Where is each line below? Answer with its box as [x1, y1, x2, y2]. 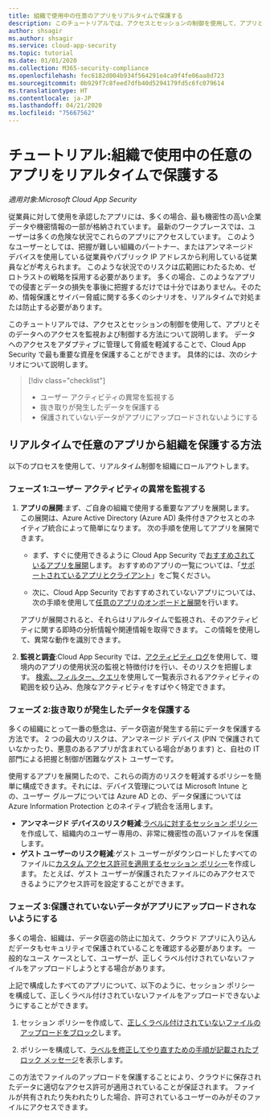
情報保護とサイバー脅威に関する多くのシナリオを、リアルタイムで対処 [22, 291, 255, 302]
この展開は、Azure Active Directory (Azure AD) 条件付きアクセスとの [19, 513, 248, 523]
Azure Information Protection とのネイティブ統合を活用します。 [8, 802, 218, 811]
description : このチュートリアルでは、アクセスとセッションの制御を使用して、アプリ [8, 19, 258, 27]
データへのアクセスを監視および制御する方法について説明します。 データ [14, 329, 256, 339]
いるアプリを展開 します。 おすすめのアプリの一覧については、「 [31, 560, 241, 570]
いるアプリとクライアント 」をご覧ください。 [67, 571, 215, 580]
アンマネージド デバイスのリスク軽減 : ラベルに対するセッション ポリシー [19, 819, 258, 828]
